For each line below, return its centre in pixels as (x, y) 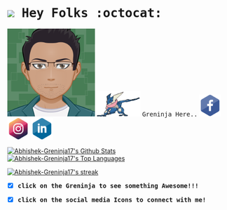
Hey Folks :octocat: (92, 13)
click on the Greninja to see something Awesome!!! (108, 185)
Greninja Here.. (170, 114)
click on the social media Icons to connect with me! (112, 200)
